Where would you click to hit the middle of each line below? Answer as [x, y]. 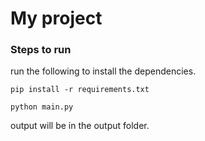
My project [56, 18]
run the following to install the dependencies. [103, 71]
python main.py [42, 107]
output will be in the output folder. [80, 126]
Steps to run [41, 50]
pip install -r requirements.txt [80, 90]
